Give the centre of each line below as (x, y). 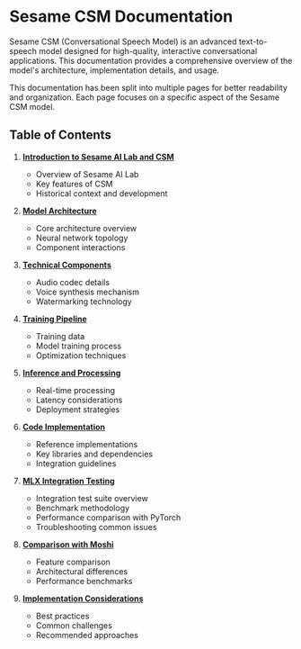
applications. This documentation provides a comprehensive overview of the (151, 60)
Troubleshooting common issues (96, 527)
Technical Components (67, 265)
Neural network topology (82, 238)
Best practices (62, 616)
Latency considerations (79, 400)
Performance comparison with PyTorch (108, 517)
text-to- (253, 41)
